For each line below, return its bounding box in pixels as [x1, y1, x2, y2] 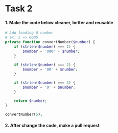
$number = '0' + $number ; [23, 85, 76, 90]
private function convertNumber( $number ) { [5, 40, 95, 45]
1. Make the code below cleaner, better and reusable [5, 19, 114, 25]
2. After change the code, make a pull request [5, 123, 100, 129]
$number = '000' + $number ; [23, 49, 80, 54]
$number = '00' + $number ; [23, 67, 78, 72]
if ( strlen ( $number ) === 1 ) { [14, 44, 76, 49]
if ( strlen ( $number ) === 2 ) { [14, 62, 76, 67]
